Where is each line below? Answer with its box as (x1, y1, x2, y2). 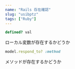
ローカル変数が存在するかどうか (5, 39, 70, 45)
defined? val (5, 30, 32, 35)
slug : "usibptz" (5, 12, 38, 17)
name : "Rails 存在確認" (5, 7, 51, 12)
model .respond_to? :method (5, 49, 61, 54)
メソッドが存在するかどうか (5, 59, 62, 65)
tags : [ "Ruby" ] (5, 16, 37, 21)
